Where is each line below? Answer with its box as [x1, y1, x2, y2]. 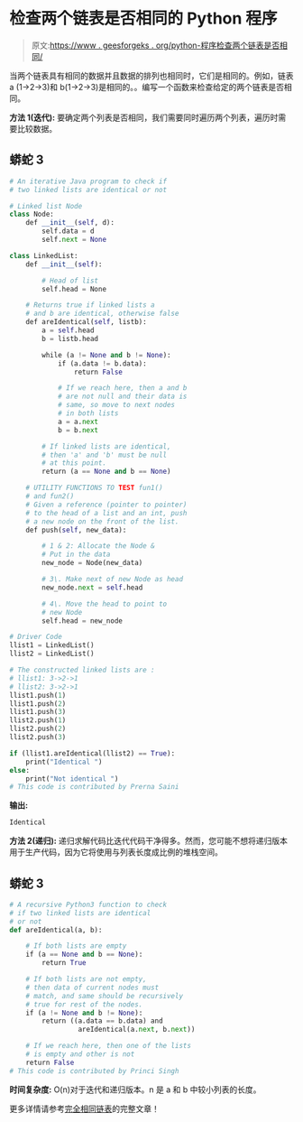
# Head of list [41, 276, 99, 285]
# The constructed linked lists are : [9, 665, 155, 674]
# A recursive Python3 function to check [9, 900, 168, 909]
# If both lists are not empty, [25, 975, 147, 984]
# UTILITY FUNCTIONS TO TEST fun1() [25, 484, 164, 493]
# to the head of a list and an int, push [25, 508, 188, 517]
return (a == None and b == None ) [41, 467, 171, 477]
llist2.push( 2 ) [9, 724, 67, 734]
